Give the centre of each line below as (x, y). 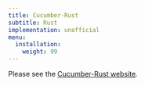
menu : (17, 37)
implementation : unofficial (54, 30)
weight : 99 (40, 52)
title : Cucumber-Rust (43, 15)
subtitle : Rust (33, 23)
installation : (38, 45)
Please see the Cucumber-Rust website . (73, 74)
